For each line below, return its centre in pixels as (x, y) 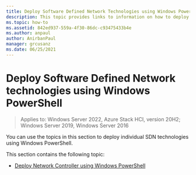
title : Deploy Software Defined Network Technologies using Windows (91, 11)
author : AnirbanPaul (31, 38)
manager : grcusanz (28, 44)
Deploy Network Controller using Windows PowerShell (80, 165)
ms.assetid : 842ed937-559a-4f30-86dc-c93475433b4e (69, 28)
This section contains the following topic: (55, 154)
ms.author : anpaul (28, 33)
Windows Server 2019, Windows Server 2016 (75, 125)
